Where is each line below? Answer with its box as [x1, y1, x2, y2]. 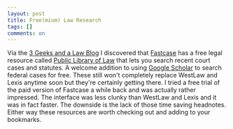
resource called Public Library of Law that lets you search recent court [7, 56, 211, 65]
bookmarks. [7, 116, 42, 124]
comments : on [7, 29, 45, 37]
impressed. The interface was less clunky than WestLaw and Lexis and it [7, 93, 217, 102]
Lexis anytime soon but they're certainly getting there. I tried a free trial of [7, 78, 220, 87]
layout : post [7, 10, 45, 17]
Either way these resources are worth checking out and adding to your [7, 108, 211, 116]
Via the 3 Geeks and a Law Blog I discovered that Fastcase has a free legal [7, 49, 223, 57]
